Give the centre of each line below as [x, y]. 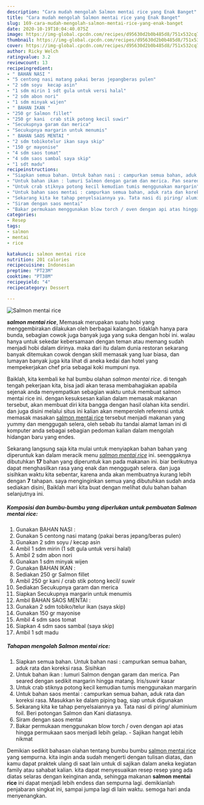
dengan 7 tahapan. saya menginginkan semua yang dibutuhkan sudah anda [101, 481]
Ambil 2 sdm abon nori [44, 555]
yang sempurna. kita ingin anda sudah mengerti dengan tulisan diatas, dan [100, 757]
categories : [22, 215]
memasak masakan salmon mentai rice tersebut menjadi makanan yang [96, 417]
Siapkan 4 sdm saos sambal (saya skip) [65, 626]
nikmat [24, 739]
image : [15, 35]
